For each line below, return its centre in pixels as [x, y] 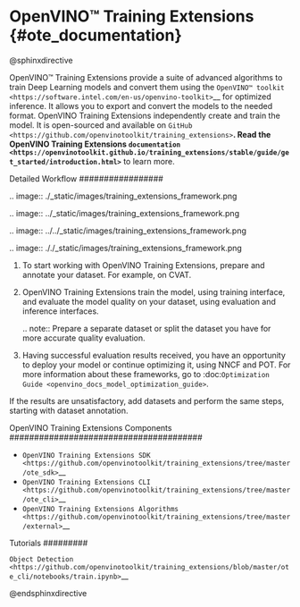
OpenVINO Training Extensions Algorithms [100, 509]
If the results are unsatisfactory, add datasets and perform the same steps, [147, 400]
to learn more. [150, 161]
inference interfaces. [61, 311]
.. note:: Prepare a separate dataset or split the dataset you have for [146, 328]
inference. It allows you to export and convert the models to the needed [141, 105]
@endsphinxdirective [48, 593]
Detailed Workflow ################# [86, 178]
